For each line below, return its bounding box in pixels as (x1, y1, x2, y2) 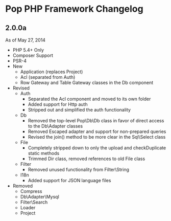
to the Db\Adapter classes (28, 123, 83, 129)
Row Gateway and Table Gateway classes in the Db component (20, 80, 154, 85)
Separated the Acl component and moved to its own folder (28, 96, 151, 102)
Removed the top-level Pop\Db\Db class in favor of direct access (28, 118, 164, 123)
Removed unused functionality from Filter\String (28, 167, 129, 172)
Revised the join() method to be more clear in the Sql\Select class (28, 134, 166, 140)
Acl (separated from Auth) (20, 74, 76, 80)
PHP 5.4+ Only (12, 47, 44, 53)
